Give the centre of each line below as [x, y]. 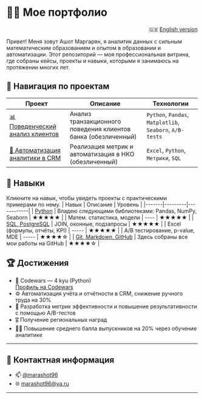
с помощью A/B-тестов [45, 313]
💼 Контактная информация [60, 360]
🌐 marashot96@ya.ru [42, 384]
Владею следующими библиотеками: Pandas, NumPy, [127, 211]
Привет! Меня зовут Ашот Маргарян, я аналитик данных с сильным [94, 41]
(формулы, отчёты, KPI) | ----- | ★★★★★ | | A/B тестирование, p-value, [101, 230]
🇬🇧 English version [173, 29]
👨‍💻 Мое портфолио [57, 12]
